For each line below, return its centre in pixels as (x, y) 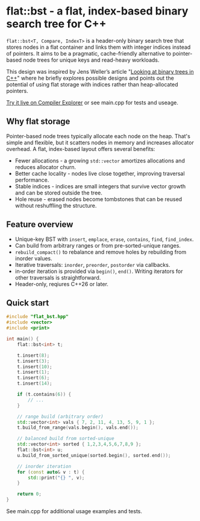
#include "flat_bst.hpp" (37, 317)
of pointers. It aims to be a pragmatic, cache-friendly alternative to (89, 53)
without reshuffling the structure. (56, 205)
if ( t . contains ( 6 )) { (44, 394)
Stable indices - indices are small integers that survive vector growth (100, 186)
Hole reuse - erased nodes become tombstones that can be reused (98, 199)
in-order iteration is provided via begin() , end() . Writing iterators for (99, 271)
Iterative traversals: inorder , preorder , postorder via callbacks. (92, 264)
